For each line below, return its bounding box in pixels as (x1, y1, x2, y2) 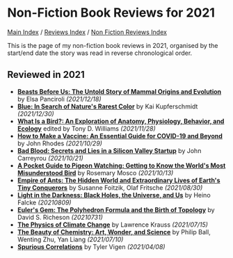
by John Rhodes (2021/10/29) (17, 139, 103, 147)
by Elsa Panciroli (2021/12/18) (17, 95, 102, 103)
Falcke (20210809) (17, 198, 72, 207)
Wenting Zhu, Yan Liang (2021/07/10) (17, 235, 124, 243)
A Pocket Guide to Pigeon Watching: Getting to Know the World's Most (17, 161, 226, 170)
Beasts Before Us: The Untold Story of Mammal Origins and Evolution (17, 87, 222, 95)
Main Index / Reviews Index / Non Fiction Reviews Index (7, 28, 167, 36)
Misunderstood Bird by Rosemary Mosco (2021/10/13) (17, 168, 174, 177)
